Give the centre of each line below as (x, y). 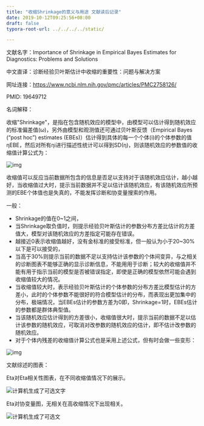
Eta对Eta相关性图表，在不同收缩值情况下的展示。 (67, 378)
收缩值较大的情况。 (39, 279)
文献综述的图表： (28, 365)
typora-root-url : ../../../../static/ (55, 29)
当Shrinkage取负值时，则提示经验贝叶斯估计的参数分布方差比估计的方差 (105, 226)
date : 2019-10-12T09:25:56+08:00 (49, 18)
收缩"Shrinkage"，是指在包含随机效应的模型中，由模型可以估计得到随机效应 (101, 122)
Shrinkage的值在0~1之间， (48, 218)
